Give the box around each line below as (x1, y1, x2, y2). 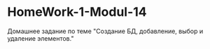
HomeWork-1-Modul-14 (7, 4, 147, 20)
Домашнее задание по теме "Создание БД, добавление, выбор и (7, 27, 204, 35)
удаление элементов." (7, 34, 74, 42)
